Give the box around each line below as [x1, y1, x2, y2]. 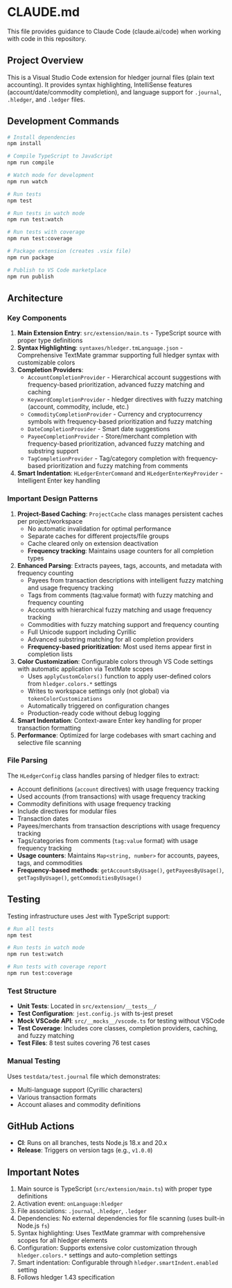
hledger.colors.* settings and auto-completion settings [17, 1251, 178, 1260]
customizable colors [17, 358, 75, 367]
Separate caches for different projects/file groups [27, 532, 170, 540]
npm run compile [7, 159, 54, 167]
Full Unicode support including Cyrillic [27, 628, 136, 636]
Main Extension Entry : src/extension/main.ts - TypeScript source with [17, 329, 222, 337]
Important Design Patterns [7, 494, 98, 503]
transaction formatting [17, 724, 81, 732]
